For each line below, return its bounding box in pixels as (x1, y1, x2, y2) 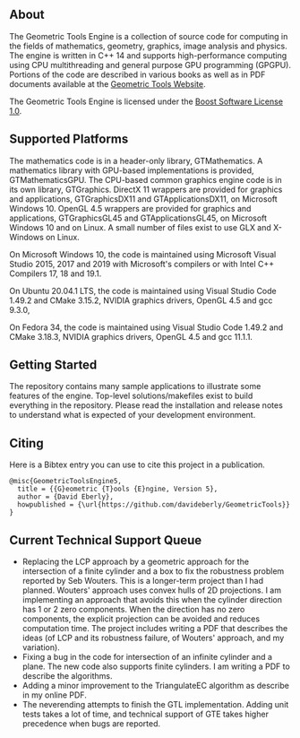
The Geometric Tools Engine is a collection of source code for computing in (9, 30, 288, 41)
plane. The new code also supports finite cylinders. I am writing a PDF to (21, 661, 291, 672)
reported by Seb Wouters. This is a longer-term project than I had (21, 576, 264, 586)
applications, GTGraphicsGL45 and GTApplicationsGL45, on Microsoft (9, 213, 267, 223)
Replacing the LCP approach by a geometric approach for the (21, 556, 249, 568)
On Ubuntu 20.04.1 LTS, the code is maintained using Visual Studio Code (9, 285, 277, 296)
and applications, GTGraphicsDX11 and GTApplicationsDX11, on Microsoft (9, 193, 278, 204)
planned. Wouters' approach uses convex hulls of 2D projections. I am (21, 585, 282, 595)
